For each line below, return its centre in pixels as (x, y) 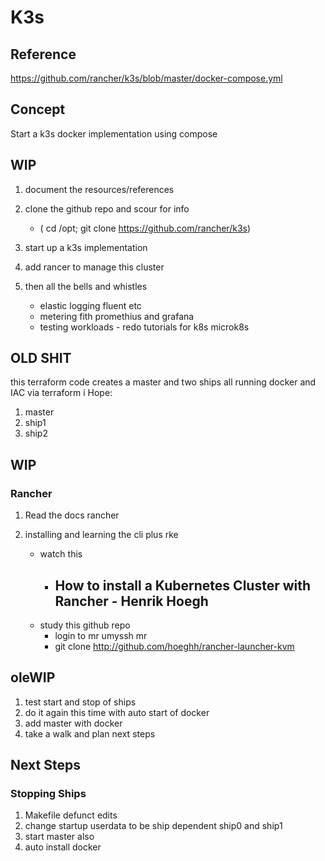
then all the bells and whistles (86, 286)
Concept (38, 109)
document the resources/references (99, 189)
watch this (61, 554)
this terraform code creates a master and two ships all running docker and (163, 382)
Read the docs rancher (72, 515)
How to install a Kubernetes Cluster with (183, 585)
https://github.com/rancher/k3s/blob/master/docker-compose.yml (146, 78)
